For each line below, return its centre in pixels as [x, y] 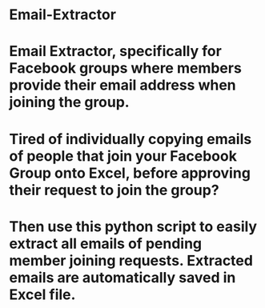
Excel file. [42, 294]
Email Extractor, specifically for [116, 52]
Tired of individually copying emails [130, 139]
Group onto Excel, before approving [130, 173]
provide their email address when [123, 85]
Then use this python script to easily [133, 226]
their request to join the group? [114, 190]
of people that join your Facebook [123, 156]
